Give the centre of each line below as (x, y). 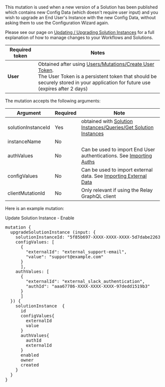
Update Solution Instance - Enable (40, 218)
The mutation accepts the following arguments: (53, 101)
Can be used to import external (117, 170)
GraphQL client (99, 196)
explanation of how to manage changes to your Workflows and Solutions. (79, 37)
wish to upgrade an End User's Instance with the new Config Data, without (81, 17)
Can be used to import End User (118, 149)
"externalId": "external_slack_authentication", (85, 282)
